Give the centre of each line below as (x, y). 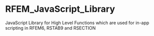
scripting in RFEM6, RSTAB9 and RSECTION (51, 28)
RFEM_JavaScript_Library (60, 9)
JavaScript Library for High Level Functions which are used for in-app (77, 23)
